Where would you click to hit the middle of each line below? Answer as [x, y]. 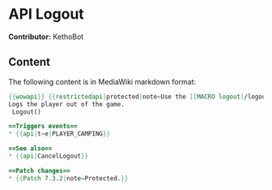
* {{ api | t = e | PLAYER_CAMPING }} [59, 134]
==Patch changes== [39, 171]
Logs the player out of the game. [67, 104]
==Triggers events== [43, 127]
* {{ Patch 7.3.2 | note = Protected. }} [68, 178]
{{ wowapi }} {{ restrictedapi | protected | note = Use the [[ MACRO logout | [126, 97]
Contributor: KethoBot [46, 37]
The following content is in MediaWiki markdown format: [102, 81]
